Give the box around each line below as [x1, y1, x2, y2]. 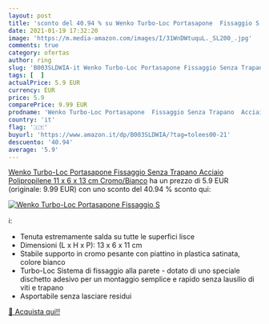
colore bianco [19, 258, 66, 267]
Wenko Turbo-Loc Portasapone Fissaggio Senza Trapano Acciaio [8, 167, 224, 177]
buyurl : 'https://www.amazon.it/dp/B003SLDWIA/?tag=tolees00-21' [8, 130, 231, 138]
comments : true [8, 42, 59, 50]
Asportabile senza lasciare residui [19, 291, 132, 301]
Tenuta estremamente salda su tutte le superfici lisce [19, 232, 195, 242]
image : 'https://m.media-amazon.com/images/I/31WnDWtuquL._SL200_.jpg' [8, 34, 252, 42]
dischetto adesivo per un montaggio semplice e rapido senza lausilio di [19, 274, 255, 284]
